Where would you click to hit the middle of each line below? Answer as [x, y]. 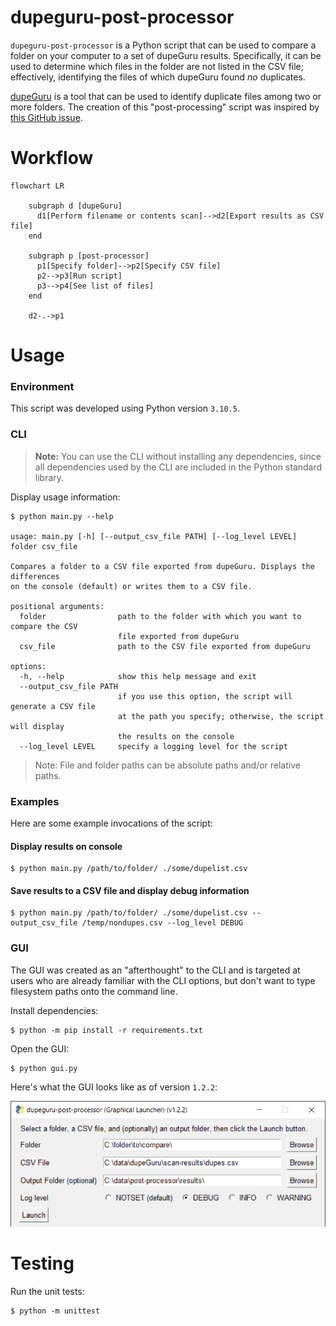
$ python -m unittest [55, 1311]
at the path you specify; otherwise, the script [221, 716]
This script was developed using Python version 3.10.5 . [125, 408]
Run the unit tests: [47, 1292]
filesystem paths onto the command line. [94, 991]
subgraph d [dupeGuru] [75, 206]
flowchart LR [37, 186]
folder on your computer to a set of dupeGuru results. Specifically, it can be [166, 55]
